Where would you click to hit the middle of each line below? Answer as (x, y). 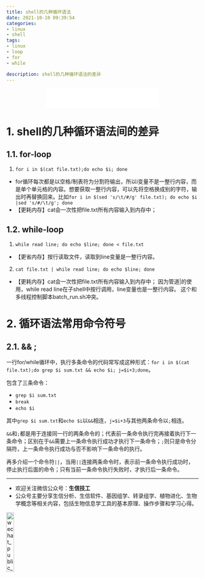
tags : (13, 40)
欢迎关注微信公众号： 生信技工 (52, 488)
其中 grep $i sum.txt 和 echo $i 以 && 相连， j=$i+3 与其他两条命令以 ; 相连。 (97, 421)
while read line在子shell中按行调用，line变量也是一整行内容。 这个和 (111, 289)
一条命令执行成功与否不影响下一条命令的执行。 (86, 449)
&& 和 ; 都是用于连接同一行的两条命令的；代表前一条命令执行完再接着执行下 (99, 434)
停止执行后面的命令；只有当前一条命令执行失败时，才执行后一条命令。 (95, 470)
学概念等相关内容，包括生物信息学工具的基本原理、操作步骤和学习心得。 (106, 503)
